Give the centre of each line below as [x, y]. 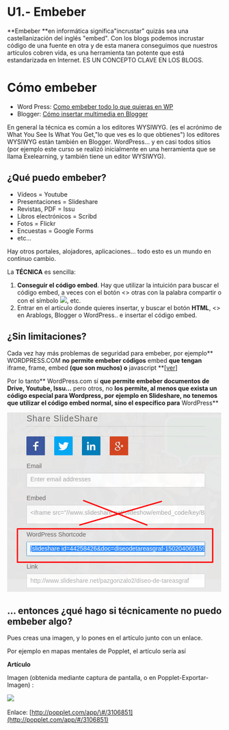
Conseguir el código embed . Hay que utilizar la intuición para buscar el [118, 285]
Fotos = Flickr [36, 223]
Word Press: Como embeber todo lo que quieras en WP [95, 106]
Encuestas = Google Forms [55, 231]
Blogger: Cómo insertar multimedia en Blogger [82, 114]
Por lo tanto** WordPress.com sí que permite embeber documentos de [108, 381]
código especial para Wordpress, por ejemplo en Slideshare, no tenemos [112, 395]
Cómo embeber [52, 88]
